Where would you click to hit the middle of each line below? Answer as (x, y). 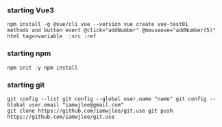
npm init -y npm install (42, 68)
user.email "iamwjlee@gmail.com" (76, 104)
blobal (16, 104)
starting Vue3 (31, 10)
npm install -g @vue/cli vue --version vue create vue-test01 (98, 25)
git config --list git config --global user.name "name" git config (107, 99)
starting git (26, 85)
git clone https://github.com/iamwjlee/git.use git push (90, 111)
